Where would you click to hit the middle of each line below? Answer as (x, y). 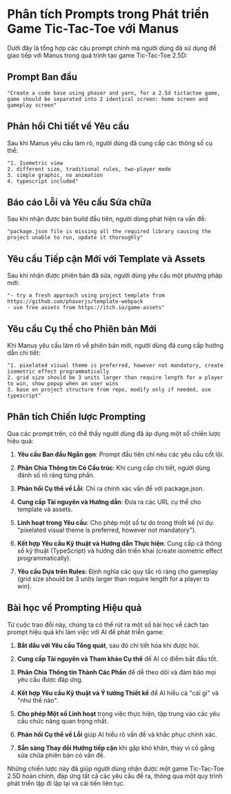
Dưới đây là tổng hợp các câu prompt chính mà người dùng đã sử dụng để (112, 48)
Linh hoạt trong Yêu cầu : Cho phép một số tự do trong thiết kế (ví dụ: (116, 522)
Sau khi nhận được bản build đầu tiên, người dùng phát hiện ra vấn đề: (107, 219)
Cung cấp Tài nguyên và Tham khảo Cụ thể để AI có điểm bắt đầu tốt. (118, 658)
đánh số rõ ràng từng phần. (56, 475)
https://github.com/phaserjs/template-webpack (75, 302)
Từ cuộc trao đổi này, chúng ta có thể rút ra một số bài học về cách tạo (108, 625)
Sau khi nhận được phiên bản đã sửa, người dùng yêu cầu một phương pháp (115, 275)
